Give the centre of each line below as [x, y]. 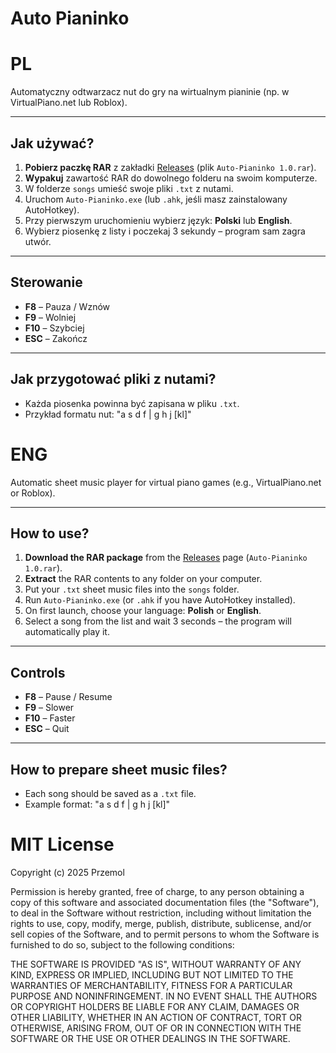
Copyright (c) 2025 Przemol [67, 872]
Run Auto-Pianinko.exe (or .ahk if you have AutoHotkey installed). [160, 600]
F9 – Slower [49, 708]
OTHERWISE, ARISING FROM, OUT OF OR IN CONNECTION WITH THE [156, 1028]
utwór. [38, 241]
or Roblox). [33, 493]
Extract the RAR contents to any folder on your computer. [143, 579]
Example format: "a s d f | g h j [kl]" [97, 804]
